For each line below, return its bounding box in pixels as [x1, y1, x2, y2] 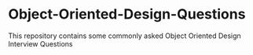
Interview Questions [8, 39, 73, 48]
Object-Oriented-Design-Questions [8, 5, 246, 23]
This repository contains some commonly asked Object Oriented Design [8, 31, 241, 40]
